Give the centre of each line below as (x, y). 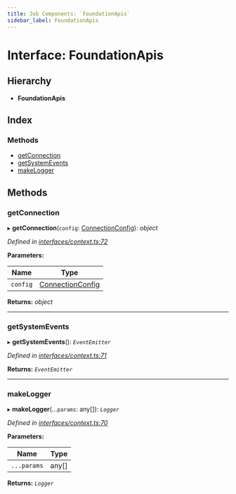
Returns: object (30, 302)
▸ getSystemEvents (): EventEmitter (59, 342)
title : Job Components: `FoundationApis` (69, 14)
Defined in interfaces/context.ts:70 (58, 423)
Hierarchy (29, 81)
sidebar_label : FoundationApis (53, 20)
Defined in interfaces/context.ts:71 (57, 355)
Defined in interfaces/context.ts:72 (58, 241)
